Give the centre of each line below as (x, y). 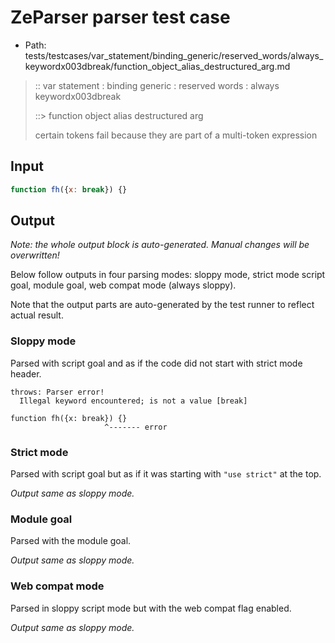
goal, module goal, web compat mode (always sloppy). (123, 285)
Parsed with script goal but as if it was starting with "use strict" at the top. (166, 474)
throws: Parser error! (57, 392)
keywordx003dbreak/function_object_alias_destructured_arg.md (157, 66)
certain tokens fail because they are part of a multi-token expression (176, 135)
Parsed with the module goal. (71, 541)
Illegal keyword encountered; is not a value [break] (133, 401)
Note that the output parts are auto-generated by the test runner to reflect (162, 305)
